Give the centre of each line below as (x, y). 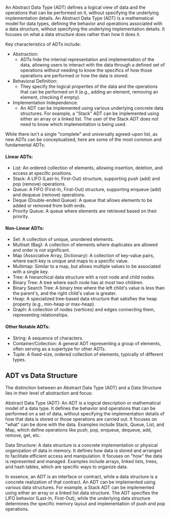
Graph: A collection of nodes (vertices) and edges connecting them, (84, 310)
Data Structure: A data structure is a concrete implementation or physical (82, 445)
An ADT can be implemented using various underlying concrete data (92, 108)
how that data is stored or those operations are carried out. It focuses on (81, 419)
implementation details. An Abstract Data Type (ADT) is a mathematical (79, 18)
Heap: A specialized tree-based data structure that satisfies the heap (85, 299)
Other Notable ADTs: (27, 327)
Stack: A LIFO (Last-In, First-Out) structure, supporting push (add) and (86, 179)
